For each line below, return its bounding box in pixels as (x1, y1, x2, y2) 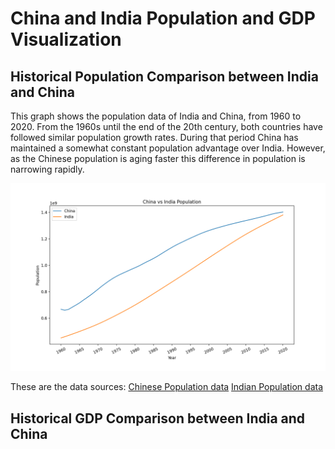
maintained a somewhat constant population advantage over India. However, (10, 142, 326, 154)
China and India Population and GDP (10, 7, 316, 30)
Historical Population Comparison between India (10, 68, 319, 85)
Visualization (10, 28, 122, 51)
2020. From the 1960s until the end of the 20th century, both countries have (10, 121, 323, 132)
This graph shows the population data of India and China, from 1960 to (10, 110, 302, 122)
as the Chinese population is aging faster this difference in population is (10, 153, 306, 164)
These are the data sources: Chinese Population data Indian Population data (10, 381, 324, 393)
